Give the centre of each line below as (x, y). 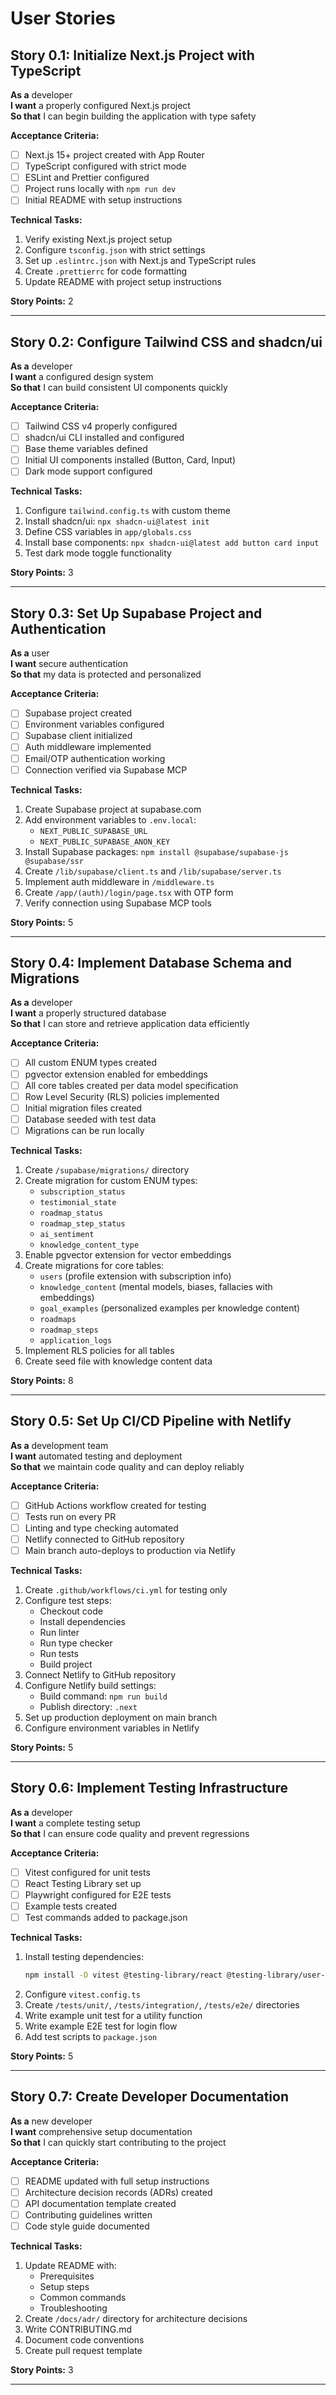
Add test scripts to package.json (91, 2036)
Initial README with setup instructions (103, 200)
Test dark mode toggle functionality (98, 553)
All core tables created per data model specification (131, 1085)
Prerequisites (67, 2276)
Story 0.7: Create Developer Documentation (149, 2097)
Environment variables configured (94, 724)
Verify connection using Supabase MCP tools (118, 903)
